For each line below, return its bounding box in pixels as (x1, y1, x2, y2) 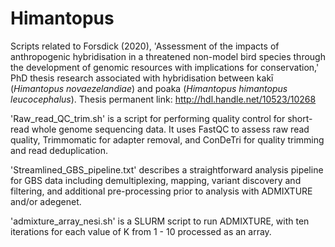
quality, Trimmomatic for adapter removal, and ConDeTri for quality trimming (10, 133, 325, 146)
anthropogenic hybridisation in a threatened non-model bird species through (10, 50, 326, 62)
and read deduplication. (10, 144, 108, 156)
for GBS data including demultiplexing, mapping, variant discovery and (10, 174, 302, 186)
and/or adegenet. (10, 195, 82, 207)
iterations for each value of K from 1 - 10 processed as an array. (10, 225, 272, 237)
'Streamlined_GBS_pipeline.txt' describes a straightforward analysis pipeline (10, 163, 324, 176)
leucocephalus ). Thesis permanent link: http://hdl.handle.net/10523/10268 (10, 93, 317, 105)
